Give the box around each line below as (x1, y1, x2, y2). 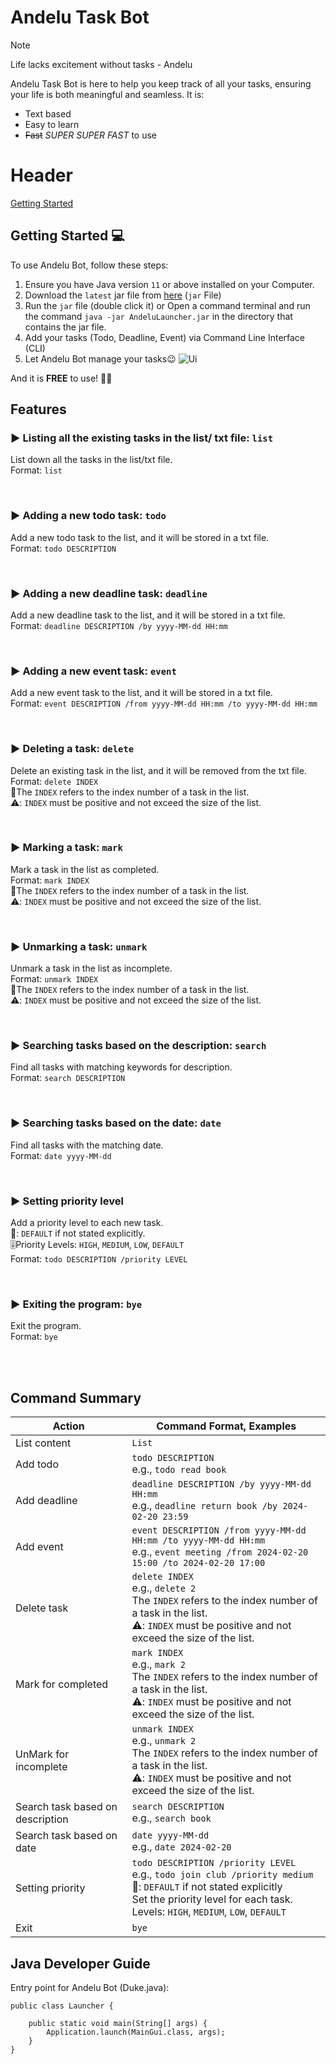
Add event (15, 1540, 64, 1554)
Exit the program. (10, 1320, 82, 1332)
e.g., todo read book (131, 1462, 227, 1476)
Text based (24, 107, 72, 120)
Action (52, 1419, 85, 1433)
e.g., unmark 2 (131, 1734, 197, 1748)
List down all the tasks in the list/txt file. (10, 454, 173, 466)
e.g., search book (131, 1811, 212, 1825)
